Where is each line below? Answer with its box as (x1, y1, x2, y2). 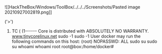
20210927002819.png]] (4, 9, 52, 15)
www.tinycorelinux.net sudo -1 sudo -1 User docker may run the (11, 34, 141, 39)
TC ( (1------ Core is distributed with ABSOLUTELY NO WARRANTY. (11, 28, 149, 34)
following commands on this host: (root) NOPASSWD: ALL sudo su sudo (11, 38, 158, 44)
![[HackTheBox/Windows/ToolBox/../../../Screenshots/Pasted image (4, 4, 140, 10)
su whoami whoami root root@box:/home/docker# (11, 44, 114, 49)
